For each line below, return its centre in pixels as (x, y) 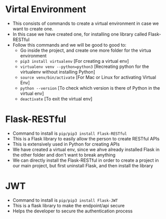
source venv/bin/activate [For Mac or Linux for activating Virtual (88, 77)
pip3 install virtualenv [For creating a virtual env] (74, 61)
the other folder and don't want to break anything (64, 155)
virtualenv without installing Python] (57, 71)
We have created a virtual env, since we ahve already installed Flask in (86, 149)
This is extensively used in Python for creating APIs (66, 144)
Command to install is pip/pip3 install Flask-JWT (65, 200)
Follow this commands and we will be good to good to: (69, 45)
